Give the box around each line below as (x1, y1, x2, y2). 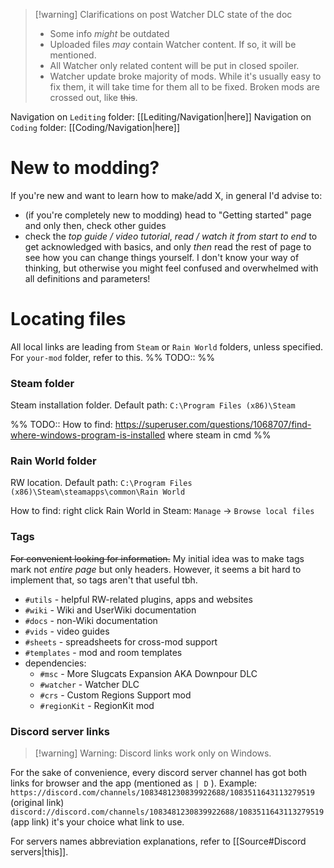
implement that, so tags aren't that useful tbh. (10, 574, 198, 586)
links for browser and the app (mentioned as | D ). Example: (10, 777, 258, 789)
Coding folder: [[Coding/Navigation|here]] (10, 122, 181, 133)
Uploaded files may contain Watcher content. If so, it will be (49, 39, 297, 50)
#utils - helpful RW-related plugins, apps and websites (24, 593, 253, 605)
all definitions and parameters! (24, 272, 151, 284)
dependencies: (24, 657, 87, 669)
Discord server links (10, 724, 110, 738)
